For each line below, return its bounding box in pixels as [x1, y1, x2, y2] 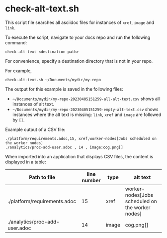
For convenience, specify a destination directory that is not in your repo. [5, 58, 153, 64]
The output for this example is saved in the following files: [5, 86, 123, 92]
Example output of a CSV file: [5, 126, 66, 132]
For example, [5, 68, 32, 74]
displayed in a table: [5, 159, 46, 165]
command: [5, 39, 27, 45]
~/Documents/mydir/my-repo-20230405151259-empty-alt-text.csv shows [12, 106, 159, 112]
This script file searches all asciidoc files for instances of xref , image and [5, 19, 154, 25]
